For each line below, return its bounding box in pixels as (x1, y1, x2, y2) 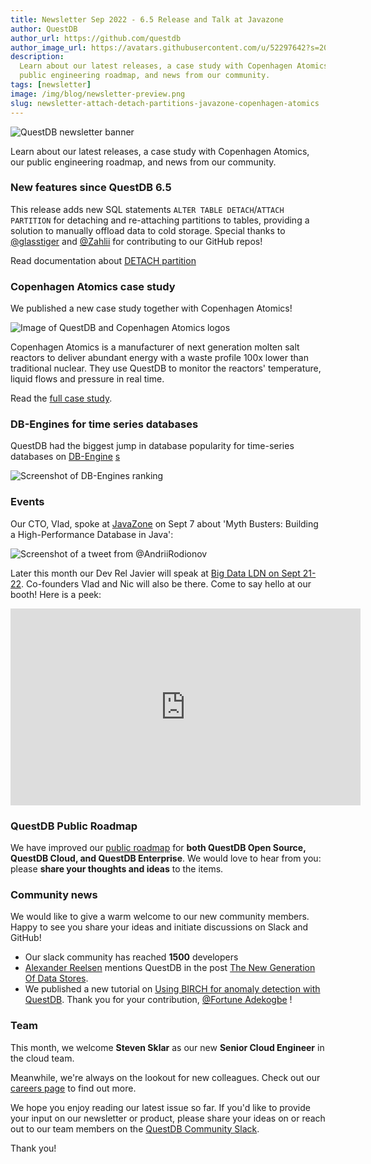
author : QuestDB (10, 24, 78, 34)
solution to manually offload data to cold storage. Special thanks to (10, 224, 286, 236)
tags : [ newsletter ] (10, 80, 92, 90)
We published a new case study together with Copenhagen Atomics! (10, 302, 293, 315)
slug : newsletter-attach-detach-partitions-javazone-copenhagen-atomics (10, 98, 320, 108)
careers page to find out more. (10, 1082, 137, 1094)
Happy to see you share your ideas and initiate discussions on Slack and (10, 921, 309, 933)
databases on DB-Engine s (10, 451, 121, 463)
